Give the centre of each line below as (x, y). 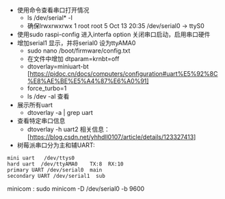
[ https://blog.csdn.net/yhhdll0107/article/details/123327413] (111, 137)
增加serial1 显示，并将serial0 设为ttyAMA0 (76, 43)
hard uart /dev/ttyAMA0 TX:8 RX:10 (66, 164)
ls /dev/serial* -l (50, 18)
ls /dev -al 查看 (48, 96)
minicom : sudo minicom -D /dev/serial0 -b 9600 (76, 189)
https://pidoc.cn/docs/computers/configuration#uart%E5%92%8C (124, 74)
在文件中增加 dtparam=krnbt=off (73, 59)
